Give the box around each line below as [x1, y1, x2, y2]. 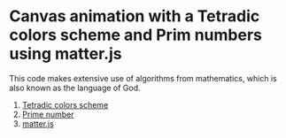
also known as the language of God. [9, 82, 141, 93]
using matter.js [9, 44, 122, 64]
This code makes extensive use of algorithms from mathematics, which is [9, 73, 277, 83]
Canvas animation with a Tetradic [9, 6, 260, 27]
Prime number [21, 109, 74, 119]
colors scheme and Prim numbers [9, 25, 263, 45]
